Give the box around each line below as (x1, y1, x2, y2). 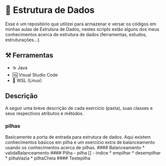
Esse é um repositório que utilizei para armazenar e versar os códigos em (5, 21, 157, 27)
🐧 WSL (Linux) (12, 77, 42, 83)
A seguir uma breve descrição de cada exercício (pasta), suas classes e (5, 105, 153, 111)
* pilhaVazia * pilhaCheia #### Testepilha (5, 155, 91, 161)
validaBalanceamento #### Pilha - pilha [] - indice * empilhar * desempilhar (5, 150, 161, 156)
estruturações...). (5, 37, 41, 43)
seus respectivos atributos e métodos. (5, 110, 84, 116)
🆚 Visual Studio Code (12, 72, 58, 78)
